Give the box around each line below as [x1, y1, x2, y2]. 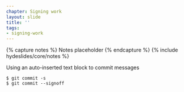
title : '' [6, 19, 31, 25]
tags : [6, 25, 19, 31]
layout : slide [6, 14, 41, 20]
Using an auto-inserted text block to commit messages [6, 64, 140, 71]
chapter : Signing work [6, 8, 62, 15]
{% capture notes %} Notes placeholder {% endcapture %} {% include [6, 46, 178, 53]
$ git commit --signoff [6, 80, 65, 87]
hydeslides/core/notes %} [6, 53, 70, 60]
